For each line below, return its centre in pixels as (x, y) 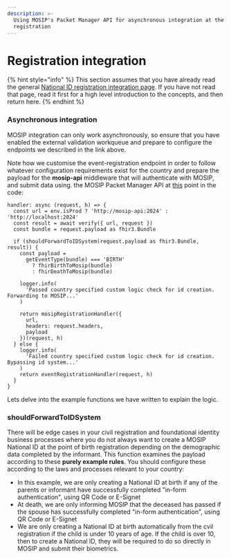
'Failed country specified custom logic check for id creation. (120, 356)
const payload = (43, 253)
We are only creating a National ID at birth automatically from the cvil (115, 526)
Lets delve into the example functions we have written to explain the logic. (113, 399)
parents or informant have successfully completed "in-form (102, 490)
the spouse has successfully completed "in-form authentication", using (118, 512)
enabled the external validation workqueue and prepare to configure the (110, 142)
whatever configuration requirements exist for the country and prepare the (113, 170)
